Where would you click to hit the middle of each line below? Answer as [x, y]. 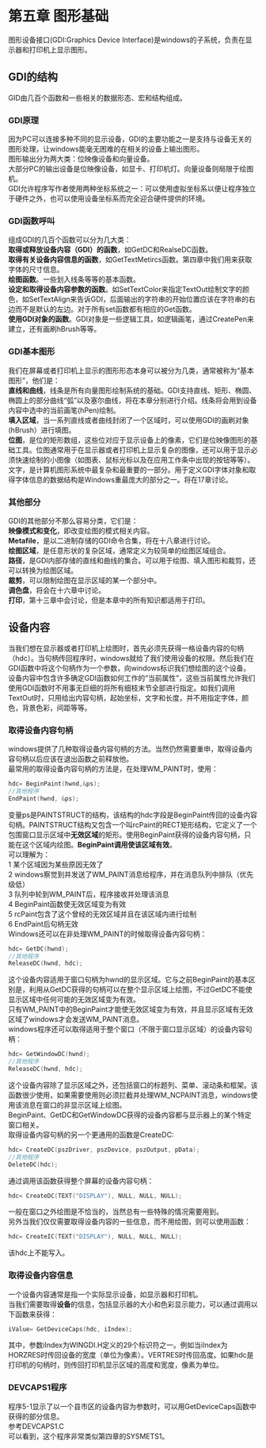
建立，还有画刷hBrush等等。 [55, 329]
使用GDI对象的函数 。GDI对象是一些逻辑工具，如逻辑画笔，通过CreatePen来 [131, 319]
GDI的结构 [33, 77]
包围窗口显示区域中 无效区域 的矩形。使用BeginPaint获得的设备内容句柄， [126, 835]
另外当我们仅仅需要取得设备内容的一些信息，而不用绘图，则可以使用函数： [129, 1222]
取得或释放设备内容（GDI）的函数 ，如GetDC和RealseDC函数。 [110, 250]
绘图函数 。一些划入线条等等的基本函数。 [74, 279]
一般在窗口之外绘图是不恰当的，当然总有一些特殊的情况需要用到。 [116, 1212]
